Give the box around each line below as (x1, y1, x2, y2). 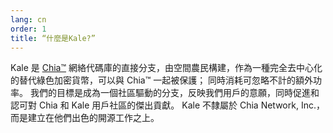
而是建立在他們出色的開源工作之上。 (10, 112, 160, 124)
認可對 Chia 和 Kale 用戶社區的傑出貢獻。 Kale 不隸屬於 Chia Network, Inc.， (10, 99, 325, 111)
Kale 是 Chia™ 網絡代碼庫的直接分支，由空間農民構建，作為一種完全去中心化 (10, 62, 323, 74)
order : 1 (10, 24, 47, 34)
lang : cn (10, 14, 47, 25)
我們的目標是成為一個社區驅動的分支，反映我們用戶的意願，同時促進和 (29, 87, 320, 99)
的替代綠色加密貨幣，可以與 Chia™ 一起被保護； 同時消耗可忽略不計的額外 (10, 74, 314, 86)
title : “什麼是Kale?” (10, 33, 96, 43)
